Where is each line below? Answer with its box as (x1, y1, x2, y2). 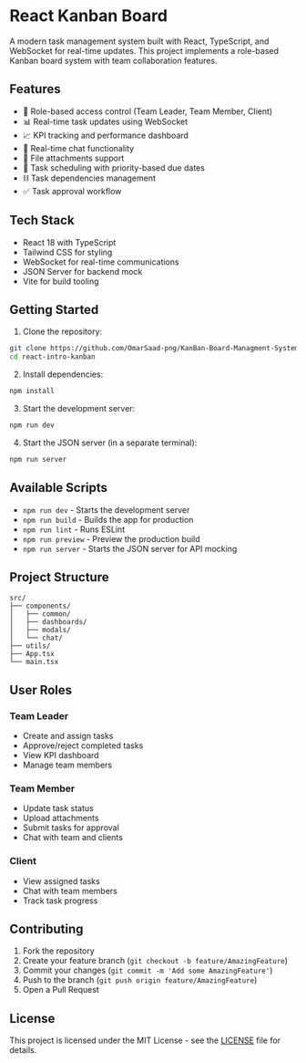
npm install (9, 387, 55, 396)
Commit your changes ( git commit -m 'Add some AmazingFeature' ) (22, 964, 273, 976)
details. (9, 1045, 37, 1056)
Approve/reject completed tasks (22, 740, 144, 751)
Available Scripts (9, 480, 107, 495)
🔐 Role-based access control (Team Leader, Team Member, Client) (22, 106, 273, 117)
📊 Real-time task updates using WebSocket (22, 116, 189, 127)
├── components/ (9, 601, 71, 611)
